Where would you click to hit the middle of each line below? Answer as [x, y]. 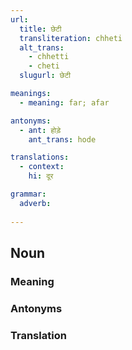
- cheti [44, 66]
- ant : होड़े [40, 130]
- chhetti [49, 57]
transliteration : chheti [71, 38]
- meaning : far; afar [64, 102]
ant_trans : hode [62, 139]
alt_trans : [42, 47]
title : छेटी [40, 29]
